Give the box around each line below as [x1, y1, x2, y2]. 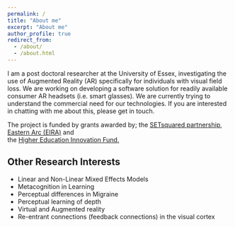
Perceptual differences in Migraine [17, 190, 119, 198]
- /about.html [13, 50, 55, 57]
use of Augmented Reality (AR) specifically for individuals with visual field [7, 76, 222, 85]
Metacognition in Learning [17, 182, 95, 191]
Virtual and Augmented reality [17, 204, 105, 213]
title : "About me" [7, 17, 62, 24]
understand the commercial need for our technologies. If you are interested [7, 99, 227, 107]
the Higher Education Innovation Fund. [7, 135, 120, 144]
